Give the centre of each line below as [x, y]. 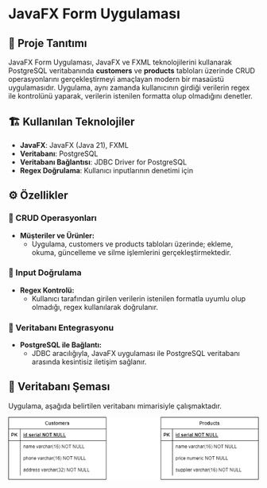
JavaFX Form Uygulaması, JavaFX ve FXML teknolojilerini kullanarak [120, 62]
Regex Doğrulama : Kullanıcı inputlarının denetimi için [106, 170]
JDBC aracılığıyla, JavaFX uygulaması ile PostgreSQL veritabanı [135, 354]
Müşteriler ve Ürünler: [57, 235]
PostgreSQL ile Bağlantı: [60, 345]
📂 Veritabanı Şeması [59, 387]
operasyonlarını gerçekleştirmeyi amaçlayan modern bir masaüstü [116, 79]
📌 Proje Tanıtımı [48, 43]
